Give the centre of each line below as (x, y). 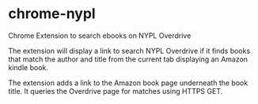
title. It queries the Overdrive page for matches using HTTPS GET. (116, 91)
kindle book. (28, 67)
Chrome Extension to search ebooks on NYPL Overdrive (100, 35)
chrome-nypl (52, 14)
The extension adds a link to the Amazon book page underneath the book (128, 83)
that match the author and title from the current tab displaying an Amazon (128, 59)
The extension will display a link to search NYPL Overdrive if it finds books (129, 50)
